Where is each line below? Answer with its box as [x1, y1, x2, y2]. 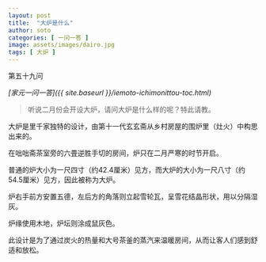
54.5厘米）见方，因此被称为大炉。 [8, 175, 120, 184]
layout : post [8, 11, 51, 20]
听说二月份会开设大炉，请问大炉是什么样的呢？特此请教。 [27, 104, 215, 114]
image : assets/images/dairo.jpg [8, 41, 115, 49]
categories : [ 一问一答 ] [8, 33, 89, 42]
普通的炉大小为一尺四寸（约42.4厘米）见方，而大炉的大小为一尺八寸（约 [8, 165, 245, 174]
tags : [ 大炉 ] [8, 48, 56, 56]
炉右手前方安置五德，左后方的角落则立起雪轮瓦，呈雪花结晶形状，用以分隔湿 [8, 192, 258, 201]
